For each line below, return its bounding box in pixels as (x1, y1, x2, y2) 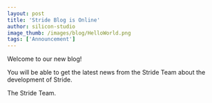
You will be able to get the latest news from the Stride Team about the (7, 68, 206, 77)
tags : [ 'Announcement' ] (7, 36, 76, 43)
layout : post (7, 10, 45, 17)
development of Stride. (7, 75, 73, 84)
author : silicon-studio (7, 23, 76, 30)
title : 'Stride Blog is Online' (7, 17, 100, 24)
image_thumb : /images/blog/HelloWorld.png (7, 29, 131, 37)
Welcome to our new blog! (7, 55, 82, 63)
